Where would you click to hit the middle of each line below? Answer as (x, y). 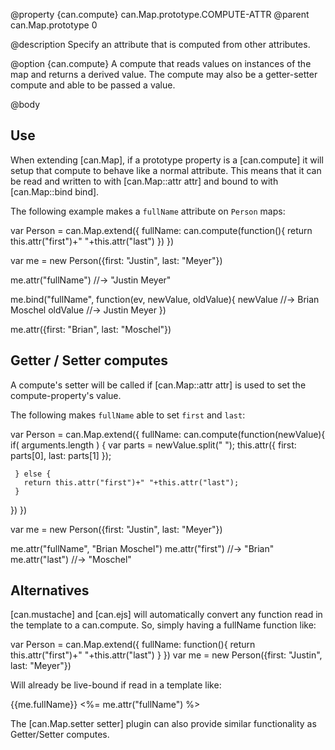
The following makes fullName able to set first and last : (128, 415)
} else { (33, 474)
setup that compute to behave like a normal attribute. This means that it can (166, 170)
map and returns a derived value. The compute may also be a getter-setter (164, 74)
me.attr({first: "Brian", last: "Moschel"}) (91, 329)
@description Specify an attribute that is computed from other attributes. (160, 44)
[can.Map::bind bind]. (55, 191)
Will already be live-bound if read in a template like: (116, 685)
